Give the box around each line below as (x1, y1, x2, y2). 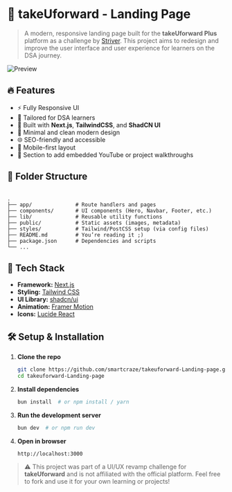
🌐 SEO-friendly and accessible (17, 135, 106, 144)
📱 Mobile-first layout (17, 143, 76, 152)
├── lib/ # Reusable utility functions (7, 213, 163, 220)
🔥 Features (7, 84, 55, 96)
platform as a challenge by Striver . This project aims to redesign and (24, 36, 220, 44)
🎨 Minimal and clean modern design (17, 128, 120, 136)
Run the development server (17, 411, 102, 419)
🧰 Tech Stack (7, 262, 65, 274)
